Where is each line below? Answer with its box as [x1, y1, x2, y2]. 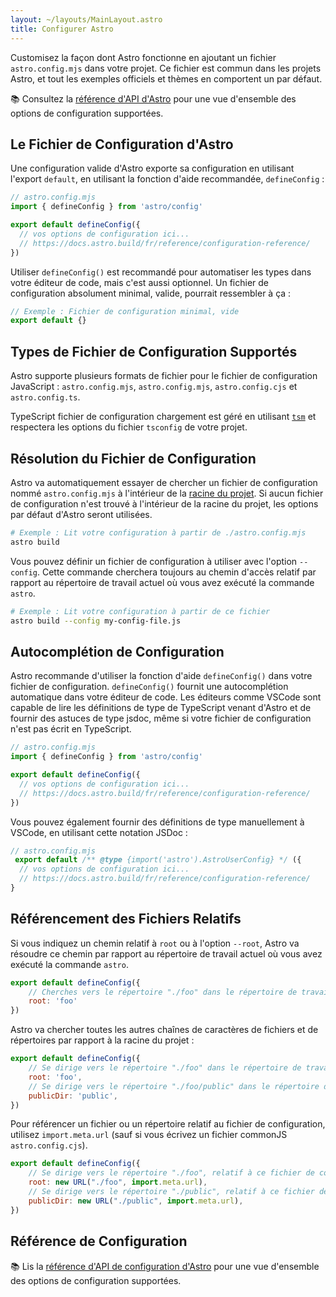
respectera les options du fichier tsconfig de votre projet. [10, 421, 248, 433]
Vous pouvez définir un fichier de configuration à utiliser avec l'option [10, 555, 298, 567]
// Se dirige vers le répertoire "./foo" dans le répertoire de [28, 1063, 302, 1073]
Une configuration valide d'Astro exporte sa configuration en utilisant [10, 162, 295, 175]
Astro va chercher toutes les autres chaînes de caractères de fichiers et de [10, 1024, 319, 1036]
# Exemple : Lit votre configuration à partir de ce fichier [10, 606, 271, 616]
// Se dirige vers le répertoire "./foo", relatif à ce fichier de [28, 1168, 315, 1178]
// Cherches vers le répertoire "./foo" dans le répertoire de [28, 987, 298, 997]
